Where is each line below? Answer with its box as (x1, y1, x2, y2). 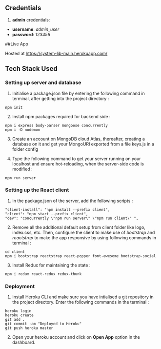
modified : (12, 166, 33, 172)
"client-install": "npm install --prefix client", (5, 207, 110, 212)
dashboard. (12, 339, 36, 346)
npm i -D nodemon (5, 127, 40, 132)
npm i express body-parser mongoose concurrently (5, 123, 108, 128)
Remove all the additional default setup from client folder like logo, (12, 224, 145, 230)
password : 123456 (12, 31, 50, 37)
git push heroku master (5, 326, 54, 331)
